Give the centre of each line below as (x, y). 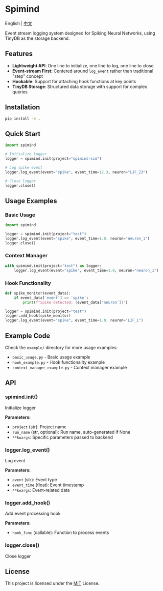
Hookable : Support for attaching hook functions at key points (74, 81)
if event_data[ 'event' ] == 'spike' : (51, 298)
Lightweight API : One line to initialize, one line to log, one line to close (83, 65)
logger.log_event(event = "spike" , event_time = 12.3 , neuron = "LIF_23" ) (76, 172)
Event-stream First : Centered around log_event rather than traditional (83, 71)
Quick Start (23, 134)
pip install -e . (23, 118)
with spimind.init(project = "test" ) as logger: (53, 266)
